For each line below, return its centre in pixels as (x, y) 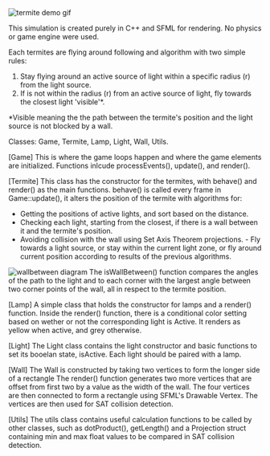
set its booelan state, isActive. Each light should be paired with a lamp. (125, 354)
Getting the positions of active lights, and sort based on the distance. (134, 214)
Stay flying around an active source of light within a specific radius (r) (135, 76)
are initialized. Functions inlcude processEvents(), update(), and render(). (129, 165)
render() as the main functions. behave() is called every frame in (115, 189)
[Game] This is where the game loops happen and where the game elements (135, 157)
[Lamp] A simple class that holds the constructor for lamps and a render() (130, 305)
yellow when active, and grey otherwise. (75, 330)
